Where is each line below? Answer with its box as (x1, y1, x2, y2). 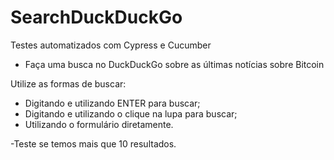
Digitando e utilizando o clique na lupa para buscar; (24, 107, 238, 120)
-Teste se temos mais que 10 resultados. (10, 137, 177, 150)
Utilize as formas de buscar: (10, 77, 127, 90)
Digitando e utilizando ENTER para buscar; (24, 97, 201, 109)
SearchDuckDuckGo (10, 6, 183, 29)
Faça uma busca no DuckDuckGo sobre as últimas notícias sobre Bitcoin (24, 58, 325, 70)
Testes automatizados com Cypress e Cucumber (10, 39, 212, 51)
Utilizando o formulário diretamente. (24, 118, 174, 130)
